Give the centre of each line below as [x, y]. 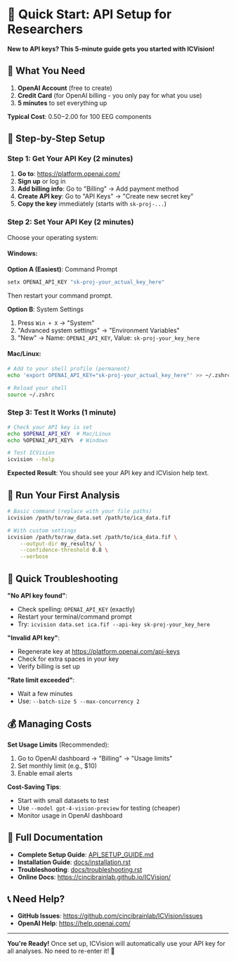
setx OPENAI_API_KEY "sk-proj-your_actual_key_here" [86, 282]
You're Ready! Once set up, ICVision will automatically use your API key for [117, 944]
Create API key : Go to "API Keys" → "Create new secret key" [105, 196]
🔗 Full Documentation [55, 838]
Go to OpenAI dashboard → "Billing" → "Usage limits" [95, 758]
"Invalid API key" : [34, 638]
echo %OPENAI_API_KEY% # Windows [58, 440]
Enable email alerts [45, 773]
